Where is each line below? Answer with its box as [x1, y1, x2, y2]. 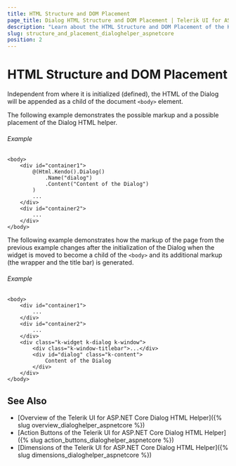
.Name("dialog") [44, 175, 93, 182]
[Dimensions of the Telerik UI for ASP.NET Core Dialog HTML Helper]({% [17, 444, 229, 452]
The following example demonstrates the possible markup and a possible [7, 111, 219, 119]
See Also [7, 394, 47, 407]
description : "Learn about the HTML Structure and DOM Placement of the [7, 23, 225, 30]
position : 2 [7, 36, 42, 44]
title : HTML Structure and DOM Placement [7, 10, 131, 18]
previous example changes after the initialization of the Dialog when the [7, 244, 215, 252]
